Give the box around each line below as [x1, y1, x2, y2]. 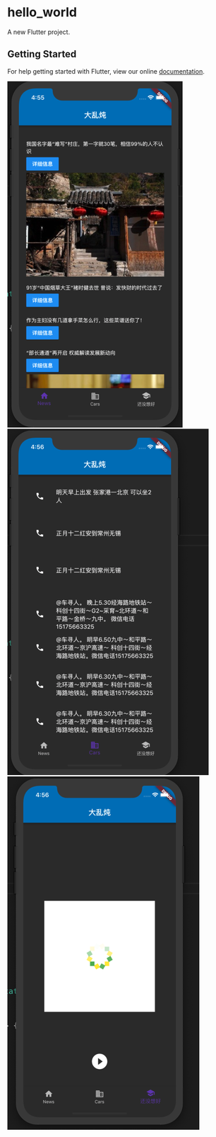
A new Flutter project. [7, 28, 71, 36]
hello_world [7, 4, 78, 21]
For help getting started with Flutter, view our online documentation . [7, 67, 205, 75]
